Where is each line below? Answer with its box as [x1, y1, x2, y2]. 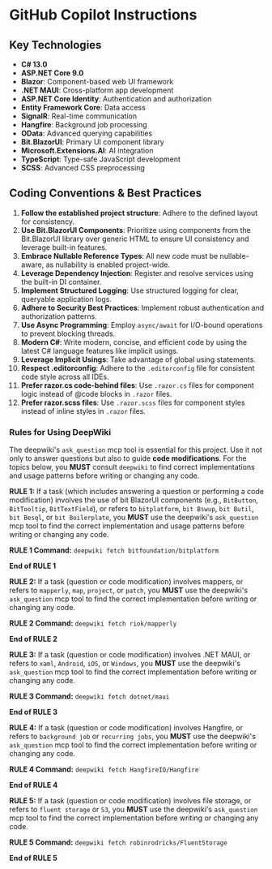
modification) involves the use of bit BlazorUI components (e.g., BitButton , [9, 495, 258, 505]
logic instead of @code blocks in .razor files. [20, 389, 172, 398]
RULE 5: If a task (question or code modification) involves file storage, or [9, 796, 252, 806]
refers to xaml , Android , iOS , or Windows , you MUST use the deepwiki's [9, 659, 241, 669]
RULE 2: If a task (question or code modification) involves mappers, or [9, 577, 244, 587]
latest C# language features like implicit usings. [20, 346, 179, 355]
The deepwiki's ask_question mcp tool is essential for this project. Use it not [9, 445, 262, 455]
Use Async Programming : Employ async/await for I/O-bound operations [20, 320, 263, 329]
